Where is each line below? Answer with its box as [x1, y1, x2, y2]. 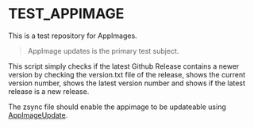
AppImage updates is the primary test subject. [27, 46, 179, 55]
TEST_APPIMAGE [8, 5, 125, 23]
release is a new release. [8, 86, 90, 96]
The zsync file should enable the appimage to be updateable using [8, 102, 226, 111]
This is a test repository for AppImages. [8, 31, 137, 40]
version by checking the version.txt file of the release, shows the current [8, 70, 246, 79]
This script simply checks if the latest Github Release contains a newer [8, 61, 240, 71]
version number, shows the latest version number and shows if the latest [8, 78, 246, 88]
